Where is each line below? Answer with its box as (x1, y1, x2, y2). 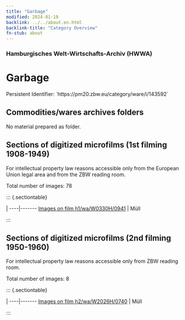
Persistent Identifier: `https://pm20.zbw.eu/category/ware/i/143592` (6, 90, 169, 97)
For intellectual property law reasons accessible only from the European (6, 164, 179, 171)
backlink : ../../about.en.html (6, 19, 82, 25)
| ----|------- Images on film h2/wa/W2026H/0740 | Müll (6, 298, 142, 305)
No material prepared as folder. (6, 123, 81, 130)
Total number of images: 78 (6, 182, 72, 189)
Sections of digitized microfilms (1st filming (6, 140, 167, 150)
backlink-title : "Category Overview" (6, 25, 98, 31)
